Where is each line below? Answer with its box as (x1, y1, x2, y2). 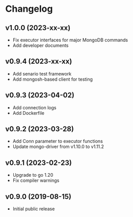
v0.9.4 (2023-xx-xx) (5, 57, 72, 66)
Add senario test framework (12, 70, 72, 77)
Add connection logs (12, 104, 57, 110)
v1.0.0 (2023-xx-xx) (5, 23, 71, 32)
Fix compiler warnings (12, 177, 60, 184)
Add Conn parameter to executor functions (12, 138, 103, 144)
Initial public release (12, 206, 55, 212)
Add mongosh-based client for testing (12, 76, 93, 82)
